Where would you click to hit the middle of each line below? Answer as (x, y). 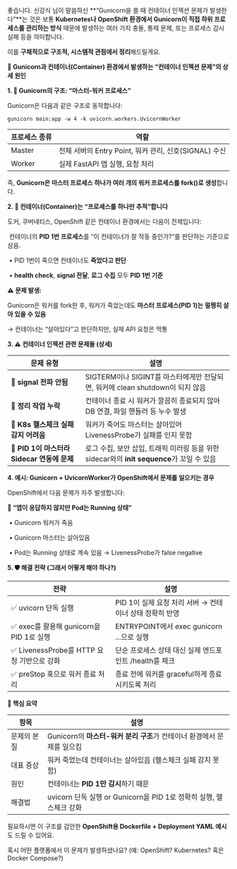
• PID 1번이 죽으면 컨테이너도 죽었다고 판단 (68, 260)
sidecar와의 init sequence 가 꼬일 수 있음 (151, 459)
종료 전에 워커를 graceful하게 (161, 674)
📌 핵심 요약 (22, 703)
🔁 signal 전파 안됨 (39, 382)
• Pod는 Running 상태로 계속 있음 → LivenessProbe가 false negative (106, 553)
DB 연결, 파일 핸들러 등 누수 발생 (136, 411)
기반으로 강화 (40, 661)
